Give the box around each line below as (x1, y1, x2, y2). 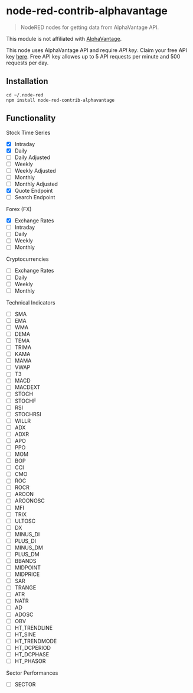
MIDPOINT (14, 564, 41, 571)
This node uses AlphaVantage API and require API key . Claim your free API (6, 46, 188, 54)
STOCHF (14, 397, 37, 404)
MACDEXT (14, 384, 41, 391)
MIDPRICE (14, 571, 40, 578)
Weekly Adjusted (14, 167, 56, 174)
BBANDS (14, 558, 37, 564)
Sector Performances (6, 669, 58, 676)
